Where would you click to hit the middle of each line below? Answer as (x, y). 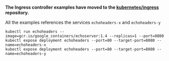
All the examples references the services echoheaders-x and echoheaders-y (83, 22)
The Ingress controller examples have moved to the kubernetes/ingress (82, 7)
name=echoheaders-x (26, 45)
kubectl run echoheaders (31, 32)
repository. (17, 13)
